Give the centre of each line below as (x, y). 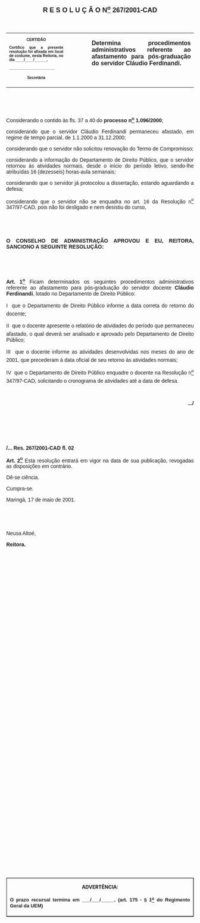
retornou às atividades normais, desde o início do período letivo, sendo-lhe (100, 166)
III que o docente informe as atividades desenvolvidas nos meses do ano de (100, 351)
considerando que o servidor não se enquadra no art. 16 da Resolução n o (100, 201)
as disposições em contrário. (39, 466)
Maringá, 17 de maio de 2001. (41, 500)
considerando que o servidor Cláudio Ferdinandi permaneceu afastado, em (100, 131)
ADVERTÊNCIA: (100, 887)
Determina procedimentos (141, 43)
